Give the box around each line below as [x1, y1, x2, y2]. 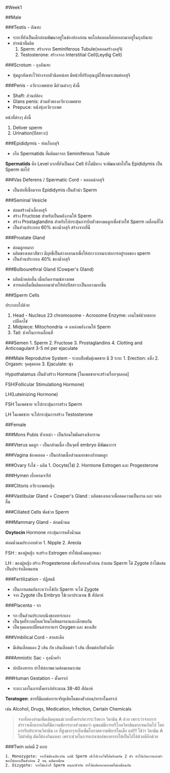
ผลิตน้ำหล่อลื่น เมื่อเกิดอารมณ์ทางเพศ [12, 276, 75, 282]
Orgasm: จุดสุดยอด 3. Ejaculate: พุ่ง [5, 361, 73, 367]
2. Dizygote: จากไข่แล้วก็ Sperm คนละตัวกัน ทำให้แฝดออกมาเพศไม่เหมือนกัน [5, 763, 131, 768]
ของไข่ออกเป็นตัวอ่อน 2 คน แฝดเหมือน [5, 758, 65, 763]
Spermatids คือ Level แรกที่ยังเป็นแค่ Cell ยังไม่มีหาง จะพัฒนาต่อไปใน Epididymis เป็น [5, 161, 163, 167]
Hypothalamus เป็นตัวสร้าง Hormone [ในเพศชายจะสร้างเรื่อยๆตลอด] [5, 371, 129, 377]
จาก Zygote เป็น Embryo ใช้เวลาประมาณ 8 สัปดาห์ [12, 592, 103, 598]
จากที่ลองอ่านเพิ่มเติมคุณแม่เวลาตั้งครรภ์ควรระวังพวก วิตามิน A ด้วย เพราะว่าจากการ [17, 716, 157, 722]
